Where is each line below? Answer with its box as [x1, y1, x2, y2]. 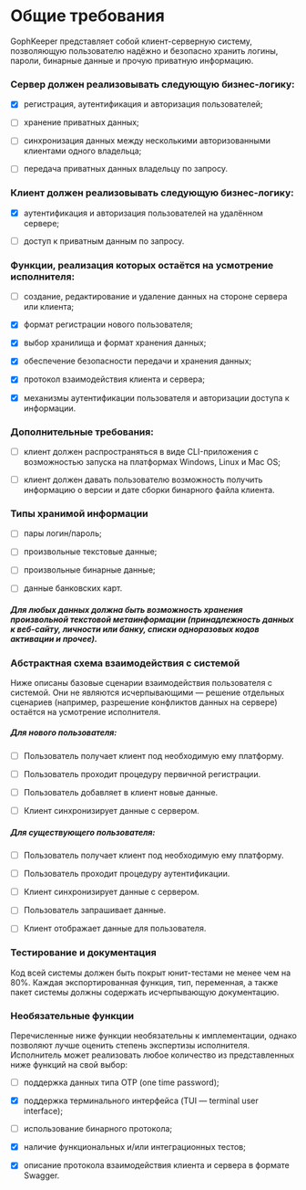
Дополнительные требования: [10, 426, 154, 438]
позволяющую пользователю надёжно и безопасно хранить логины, [10, 45, 279, 56]
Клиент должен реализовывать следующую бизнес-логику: [10, 186, 294, 199]
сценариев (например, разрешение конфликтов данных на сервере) [10, 696, 278, 708]
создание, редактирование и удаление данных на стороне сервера [23, 291, 288, 302]
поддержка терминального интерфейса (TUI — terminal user [23, 1095, 259, 1106]
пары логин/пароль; [23, 528, 103, 539]
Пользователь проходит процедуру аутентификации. [23, 869, 230, 879]
